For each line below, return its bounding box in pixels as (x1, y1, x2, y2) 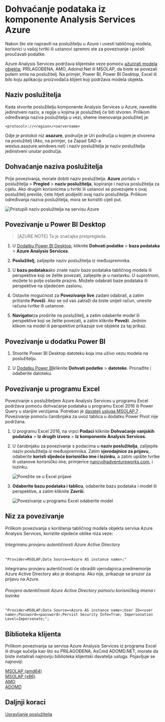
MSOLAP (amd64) (5, 668, 42, 674)
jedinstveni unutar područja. (5, 148, 63, 154)
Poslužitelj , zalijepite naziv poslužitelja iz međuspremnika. (12, 258, 131, 264)
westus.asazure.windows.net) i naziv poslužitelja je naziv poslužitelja (5, 143, 145, 149)
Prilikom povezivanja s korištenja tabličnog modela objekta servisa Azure (5, 525, 153, 531)
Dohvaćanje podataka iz (5, 3, 106, 15)
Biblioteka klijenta (5, 630, 62, 638)
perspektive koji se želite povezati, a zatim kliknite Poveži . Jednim (12, 318, 146, 324)
